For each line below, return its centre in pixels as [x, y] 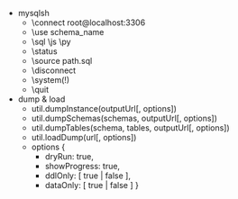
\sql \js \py [51, 41]
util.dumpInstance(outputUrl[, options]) [104, 109]
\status [44, 51]
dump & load [41, 99]
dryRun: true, [69, 156]
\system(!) [50, 80]
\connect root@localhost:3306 [88, 23]
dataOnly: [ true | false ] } [92, 185]
